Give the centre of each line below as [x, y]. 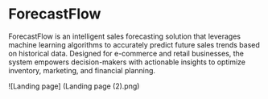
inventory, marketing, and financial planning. [82, 70]
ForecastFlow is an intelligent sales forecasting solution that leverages [125, 36]
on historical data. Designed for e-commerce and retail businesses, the [126, 53]
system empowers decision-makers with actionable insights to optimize [127, 62]
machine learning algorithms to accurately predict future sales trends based [134, 44]
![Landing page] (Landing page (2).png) [74, 86]
